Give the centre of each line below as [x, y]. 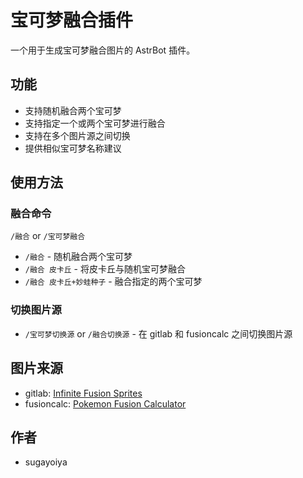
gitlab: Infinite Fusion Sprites [83, 393]
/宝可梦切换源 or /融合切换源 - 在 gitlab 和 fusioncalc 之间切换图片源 [158, 333]
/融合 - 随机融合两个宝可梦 [78, 257]
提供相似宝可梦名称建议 [73, 148]
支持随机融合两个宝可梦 [73, 110]
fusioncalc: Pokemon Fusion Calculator [105, 403]
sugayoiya [46, 462]
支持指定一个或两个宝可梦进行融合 [95, 123]
